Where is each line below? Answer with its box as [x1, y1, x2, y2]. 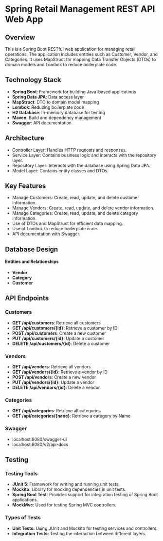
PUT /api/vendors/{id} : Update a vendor [12, 380, 94, 385]
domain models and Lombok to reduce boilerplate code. [5, 62, 118, 67]
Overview [5, 33, 36, 41]
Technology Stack [5, 76, 61, 84]
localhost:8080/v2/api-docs [12, 441, 69, 447]
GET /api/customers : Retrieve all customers [12, 320, 101, 325]
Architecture [5, 134, 45, 142]
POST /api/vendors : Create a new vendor [12, 374, 96, 380]
